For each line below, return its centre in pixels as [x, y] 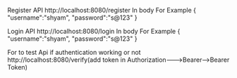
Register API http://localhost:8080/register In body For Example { [102, 10]
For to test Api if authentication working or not [74, 52]
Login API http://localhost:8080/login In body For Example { [94, 31]
